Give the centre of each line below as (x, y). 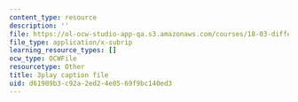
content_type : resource (53, 17)
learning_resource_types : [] (63, 51)
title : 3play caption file (59, 75)
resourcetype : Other (47, 67)
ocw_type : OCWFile (43, 59)
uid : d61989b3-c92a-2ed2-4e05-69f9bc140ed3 (91, 83)
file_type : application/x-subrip (71, 42)
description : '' (39, 26)
